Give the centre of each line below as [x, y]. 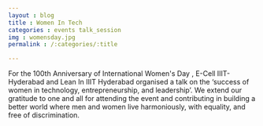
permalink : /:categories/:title [63, 45]
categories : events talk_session [65, 30]
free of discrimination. [44, 115]
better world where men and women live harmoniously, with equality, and [127, 107]
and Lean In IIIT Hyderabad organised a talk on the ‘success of [148, 82]
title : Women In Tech [45, 23]
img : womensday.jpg [42, 37]
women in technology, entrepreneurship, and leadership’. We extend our [125, 90]
